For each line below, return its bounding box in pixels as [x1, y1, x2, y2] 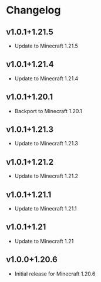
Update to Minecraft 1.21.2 [14, 172, 78, 179]
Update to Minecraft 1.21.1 [14, 205, 77, 212]
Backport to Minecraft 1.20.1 [14, 107, 82, 114]
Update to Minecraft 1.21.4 [14, 74, 79, 82]
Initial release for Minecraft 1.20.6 [14, 270, 96, 277]
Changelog [6, 4, 61, 17]
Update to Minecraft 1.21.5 [14, 42, 78, 49]
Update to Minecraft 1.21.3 [14, 140, 78, 147]
